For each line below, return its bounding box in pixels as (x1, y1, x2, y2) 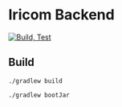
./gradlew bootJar (8, 91, 70, 99)
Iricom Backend (8, 6, 115, 24)
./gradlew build (8, 76, 63, 85)
